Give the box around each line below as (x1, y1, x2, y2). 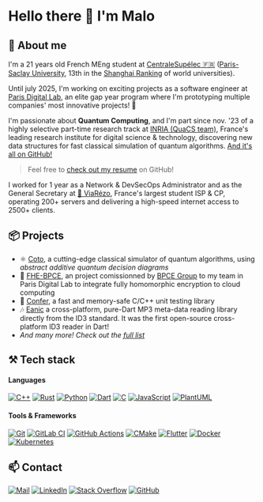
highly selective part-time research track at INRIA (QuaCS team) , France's (8, 124, 249, 134)
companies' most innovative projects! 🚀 (8, 100, 137, 110)
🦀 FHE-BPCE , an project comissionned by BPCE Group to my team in (19, 270, 243, 280)
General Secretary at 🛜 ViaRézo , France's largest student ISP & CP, (8, 189, 226, 198)
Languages (8, 375, 46, 384)
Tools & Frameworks (8, 411, 77, 420)
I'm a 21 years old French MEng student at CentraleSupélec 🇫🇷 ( (8, 59, 220, 69)
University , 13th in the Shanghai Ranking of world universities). (31, 69, 235, 77)
